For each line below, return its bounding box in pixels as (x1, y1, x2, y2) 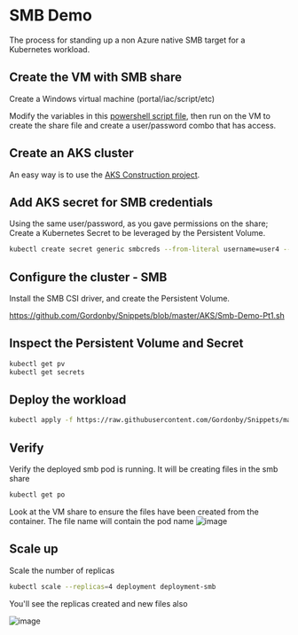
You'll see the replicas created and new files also (9, 598, 188, 608)
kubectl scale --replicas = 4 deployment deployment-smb (9, 582, 216, 591)
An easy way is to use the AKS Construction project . (9, 169, 200, 180)
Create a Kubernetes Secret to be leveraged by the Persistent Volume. (9, 228, 266, 239)
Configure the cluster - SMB (9, 270, 168, 285)
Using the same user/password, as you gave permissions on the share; (9, 218, 269, 229)
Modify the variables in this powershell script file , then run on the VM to (9, 110, 271, 121)
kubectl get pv (9, 359, 66, 368)
